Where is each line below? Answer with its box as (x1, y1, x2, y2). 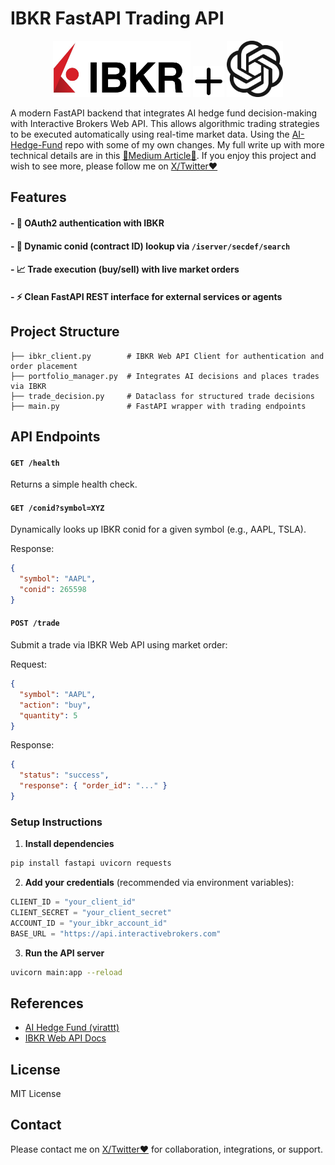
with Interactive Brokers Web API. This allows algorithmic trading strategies (10, 117, 320, 129)
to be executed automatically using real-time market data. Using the (10, 128, 290, 140)
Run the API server (24, 947, 105, 959)
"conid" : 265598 (19, 585, 87, 595)
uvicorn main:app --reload (10, 967, 123, 977)
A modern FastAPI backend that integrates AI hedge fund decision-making (10, 107, 318, 119)
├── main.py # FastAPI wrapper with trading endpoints (10, 401, 307, 411)
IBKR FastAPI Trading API (10, 7, 225, 30)
